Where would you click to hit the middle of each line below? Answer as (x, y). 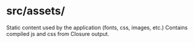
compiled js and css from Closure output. (58, 33)
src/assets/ (36, 11)
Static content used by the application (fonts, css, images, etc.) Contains (97, 27)
